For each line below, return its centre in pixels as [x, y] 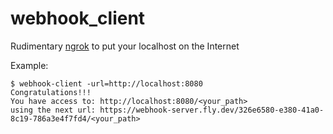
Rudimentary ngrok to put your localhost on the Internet [125, 46]
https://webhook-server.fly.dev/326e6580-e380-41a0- [212, 110]
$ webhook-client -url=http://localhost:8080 [106, 83]
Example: [29, 65]
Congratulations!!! [51, 92]
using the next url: [53, 110]
